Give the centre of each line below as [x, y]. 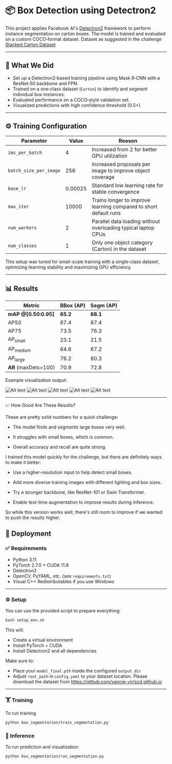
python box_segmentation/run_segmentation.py [55, 756]
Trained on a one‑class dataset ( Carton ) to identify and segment [80, 89]
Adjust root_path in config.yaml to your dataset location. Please [80, 676]
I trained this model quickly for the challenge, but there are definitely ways [84, 457]
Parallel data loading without [126, 221]
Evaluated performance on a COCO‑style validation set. [71, 100]
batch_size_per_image [34, 170]
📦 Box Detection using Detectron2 [81, 11]
